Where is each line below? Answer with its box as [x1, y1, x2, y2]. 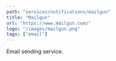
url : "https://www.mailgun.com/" [6, 20, 92, 26]
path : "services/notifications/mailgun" [6, 8, 111, 15]
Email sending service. [6, 48, 63, 55]
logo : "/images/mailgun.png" [6, 25, 81, 32]
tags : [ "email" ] [6, 31, 48, 37]
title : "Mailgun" [6, 14, 51, 21]
